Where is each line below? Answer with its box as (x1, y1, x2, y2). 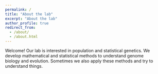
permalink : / (5, 7, 32, 12)
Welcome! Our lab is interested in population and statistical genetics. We (5, 47, 150, 54)
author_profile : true (5, 20, 49, 26)
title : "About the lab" (5, 12, 53, 17)
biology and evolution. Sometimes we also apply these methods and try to (5, 58, 153, 64)
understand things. (5, 63, 43, 69)
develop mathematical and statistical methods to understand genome (5, 53, 144, 58)
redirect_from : (5, 25, 36, 30)
